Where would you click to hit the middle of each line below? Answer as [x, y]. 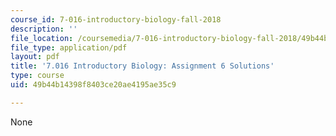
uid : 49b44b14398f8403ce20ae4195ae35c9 [93, 85]
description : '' [44, 29]
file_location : [42, 38]
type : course [37, 76]
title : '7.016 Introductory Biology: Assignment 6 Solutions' [142, 66]
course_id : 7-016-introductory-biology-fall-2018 [116, 19]
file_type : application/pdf [69, 47]
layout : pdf [35, 57]
